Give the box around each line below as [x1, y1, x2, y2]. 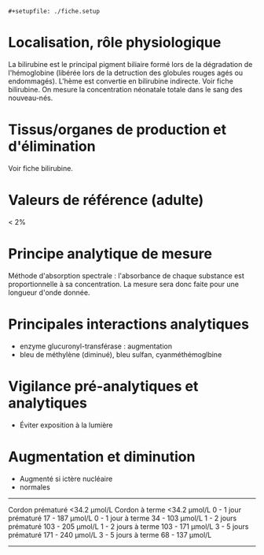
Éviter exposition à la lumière [19, 420, 113, 430]
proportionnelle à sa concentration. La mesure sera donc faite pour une [8, 279, 240, 289]
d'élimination [8, 138, 96, 155]
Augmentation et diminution [8, 448, 196, 465]
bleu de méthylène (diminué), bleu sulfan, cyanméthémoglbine [19, 349, 222, 359]
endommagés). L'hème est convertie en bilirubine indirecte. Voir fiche [8, 76, 233, 86]
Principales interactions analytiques [8, 315, 250, 333]
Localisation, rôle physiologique [8, 34, 222, 51]
